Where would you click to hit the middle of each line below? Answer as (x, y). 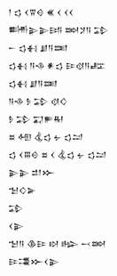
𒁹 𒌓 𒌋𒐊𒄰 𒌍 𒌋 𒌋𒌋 (41, 12)
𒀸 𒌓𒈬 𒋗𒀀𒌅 (38, 48)
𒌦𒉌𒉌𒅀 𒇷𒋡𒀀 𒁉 (58, 30)
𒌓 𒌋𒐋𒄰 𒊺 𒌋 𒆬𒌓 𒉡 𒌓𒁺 (58, 154)
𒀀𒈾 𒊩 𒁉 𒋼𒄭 (38, 101)
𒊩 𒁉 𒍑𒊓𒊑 (36, 119)
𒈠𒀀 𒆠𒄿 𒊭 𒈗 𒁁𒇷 (57, 244)
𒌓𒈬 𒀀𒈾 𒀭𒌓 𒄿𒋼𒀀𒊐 (57, 65)
